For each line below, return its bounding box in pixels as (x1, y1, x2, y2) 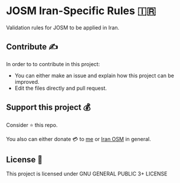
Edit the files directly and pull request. (14, 84, 107, 91)
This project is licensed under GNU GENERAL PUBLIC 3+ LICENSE (6, 170, 168, 178)
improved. (14, 78, 40, 85)
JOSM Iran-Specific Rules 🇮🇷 (6, 4, 156, 18)
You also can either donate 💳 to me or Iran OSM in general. (6, 135, 152, 142)
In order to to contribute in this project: (6, 60, 100, 67)
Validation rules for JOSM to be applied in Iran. (6, 24, 120, 31)
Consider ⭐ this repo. (6, 121, 58, 128)
